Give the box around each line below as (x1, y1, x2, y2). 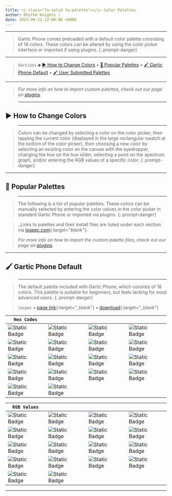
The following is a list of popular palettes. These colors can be (17, 201, 149, 207)
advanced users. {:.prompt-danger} (17, 294, 93, 301)
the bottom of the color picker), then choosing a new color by (17, 141, 147, 147)
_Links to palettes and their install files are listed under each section (17, 222, 161, 227)
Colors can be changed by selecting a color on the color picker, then (17, 130, 163, 136)
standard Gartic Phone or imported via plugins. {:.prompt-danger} (17, 211, 157, 217)
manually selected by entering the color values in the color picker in (17, 206, 161, 212)
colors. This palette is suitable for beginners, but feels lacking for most (17, 289, 167, 295)
